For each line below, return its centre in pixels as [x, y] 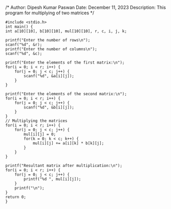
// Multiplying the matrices [36, 121]
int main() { [19, 27]
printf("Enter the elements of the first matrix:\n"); [65, 62]
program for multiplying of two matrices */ [50, 13]
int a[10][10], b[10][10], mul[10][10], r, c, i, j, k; [66, 31]
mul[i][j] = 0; [40, 134]
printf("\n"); [29, 188]
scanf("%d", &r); [24, 45]
